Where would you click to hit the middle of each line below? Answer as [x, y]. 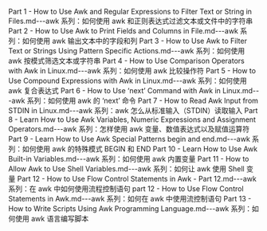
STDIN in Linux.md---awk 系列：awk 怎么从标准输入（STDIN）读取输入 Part [133, 110]
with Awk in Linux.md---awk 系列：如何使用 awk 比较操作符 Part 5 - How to [132, 70]
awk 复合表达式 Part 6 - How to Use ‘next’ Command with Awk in [115, 90]
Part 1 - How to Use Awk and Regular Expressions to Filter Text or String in [130, 12]
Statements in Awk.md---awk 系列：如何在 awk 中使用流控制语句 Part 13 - [130, 199]
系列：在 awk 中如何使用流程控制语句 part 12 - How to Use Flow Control [126, 189]
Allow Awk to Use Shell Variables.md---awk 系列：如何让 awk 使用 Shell [126, 169]
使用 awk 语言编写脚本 [52, 219]
